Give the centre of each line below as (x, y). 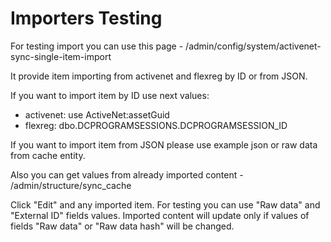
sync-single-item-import (61, 56)
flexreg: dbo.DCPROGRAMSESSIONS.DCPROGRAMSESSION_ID (156, 125)
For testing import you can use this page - (97, 46)
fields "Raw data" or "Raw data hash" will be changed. (122, 226)
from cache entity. (48, 155)
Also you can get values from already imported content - (127, 174)
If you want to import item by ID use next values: (110, 95)
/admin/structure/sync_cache (71, 185)
